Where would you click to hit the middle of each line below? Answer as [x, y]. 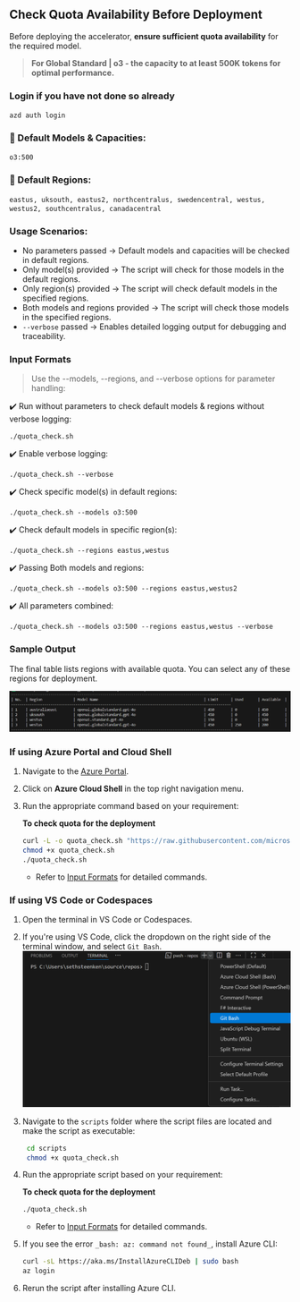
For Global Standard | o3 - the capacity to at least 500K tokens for [156, 63]
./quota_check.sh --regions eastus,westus [89, 551]
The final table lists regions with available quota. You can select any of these [150, 668]
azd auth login [37, 115]
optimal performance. [72, 72]
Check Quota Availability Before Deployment [136, 15]
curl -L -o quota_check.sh [72, 841]
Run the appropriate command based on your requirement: [130, 806]
